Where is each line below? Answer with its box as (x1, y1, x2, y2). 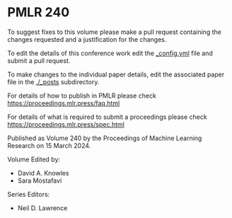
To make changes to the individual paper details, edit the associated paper (7, 70, 225, 79)
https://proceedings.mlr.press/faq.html (7, 98, 120, 107)
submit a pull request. (7, 56, 71, 64)
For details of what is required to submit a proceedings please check (7, 113, 207, 121)
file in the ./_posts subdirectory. (7, 77, 100, 86)
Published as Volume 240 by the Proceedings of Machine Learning (7, 134, 202, 142)
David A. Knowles (17, 168, 69, 177)
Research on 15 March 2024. (7, 141, 91, 149)
